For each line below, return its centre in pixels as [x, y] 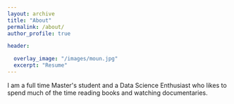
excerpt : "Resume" [41, 65]
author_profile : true [39, 33]
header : [19, 46]
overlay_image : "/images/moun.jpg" [66, 59]
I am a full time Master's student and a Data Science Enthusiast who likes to [117, 85]
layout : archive [31, 14]
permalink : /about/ [36, 27]
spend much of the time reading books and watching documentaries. [107, 93]
